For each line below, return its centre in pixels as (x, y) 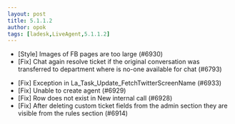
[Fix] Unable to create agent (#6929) (72, 91)
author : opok (27, 27)
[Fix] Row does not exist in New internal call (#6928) (95, 98)
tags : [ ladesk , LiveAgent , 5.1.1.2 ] (59, 34)
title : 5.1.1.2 (30, 21)
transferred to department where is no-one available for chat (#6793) (120, 69)
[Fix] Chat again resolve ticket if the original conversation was (109, 62)
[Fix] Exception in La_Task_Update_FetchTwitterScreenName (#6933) (120, 83)
